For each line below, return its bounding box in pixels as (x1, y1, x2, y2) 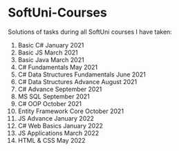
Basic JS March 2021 (17, 48, 78, 57)
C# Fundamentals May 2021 (17, 63, 98, 71)
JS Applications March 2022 (17, 129, 100, 137)
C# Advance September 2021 (17, 85, 102, 93)
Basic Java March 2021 (17, 55, 85, 63)
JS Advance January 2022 (17, 114, 95, 122)
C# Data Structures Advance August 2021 (17, 77, 138, 85)
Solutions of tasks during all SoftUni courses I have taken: (8, 28, 172, 36)
